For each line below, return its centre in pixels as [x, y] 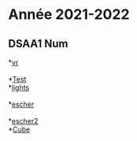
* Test [17, 79]
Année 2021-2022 [69, 15]
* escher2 [23, 121]
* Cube [19, 129]
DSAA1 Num [38, 44]
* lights [19, 87]
